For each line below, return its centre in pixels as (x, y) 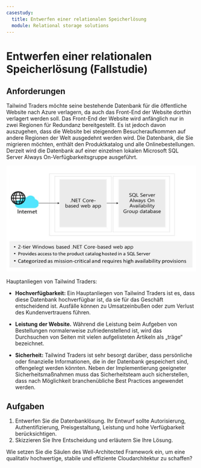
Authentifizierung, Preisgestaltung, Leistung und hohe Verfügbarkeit (100, 427)
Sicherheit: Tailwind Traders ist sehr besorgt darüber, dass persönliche (104, 355)
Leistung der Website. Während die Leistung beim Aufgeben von (96, 324)
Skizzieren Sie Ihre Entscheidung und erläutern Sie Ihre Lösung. (94, 440)
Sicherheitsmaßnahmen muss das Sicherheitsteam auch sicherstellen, (102, 374)
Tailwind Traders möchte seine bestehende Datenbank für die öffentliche (97, 106)
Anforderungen (36, 91)
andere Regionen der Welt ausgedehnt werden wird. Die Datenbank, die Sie (100, 138)
